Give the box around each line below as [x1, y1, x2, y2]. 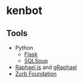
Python [15, 44, 33, 51]
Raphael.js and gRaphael [15, 63, 77, 71]
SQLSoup [24, 57, 48, 64]
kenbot [6, 4, 42, 18]
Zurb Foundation [15, 70, 57, 77]
